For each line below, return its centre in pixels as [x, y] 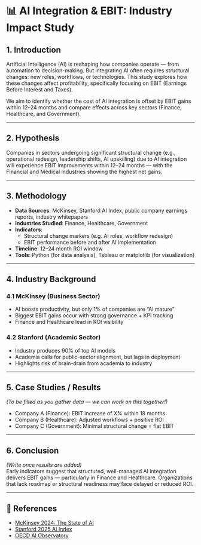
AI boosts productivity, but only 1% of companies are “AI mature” [95, 309]
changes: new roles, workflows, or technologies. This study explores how [97, 77]
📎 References [32, 508]
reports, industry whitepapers [51, 217]
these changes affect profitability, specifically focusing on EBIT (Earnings [97, 83]
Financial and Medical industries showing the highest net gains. [84, 172]
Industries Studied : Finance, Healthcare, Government [81, 223]
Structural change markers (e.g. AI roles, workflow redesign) [98, 235]
